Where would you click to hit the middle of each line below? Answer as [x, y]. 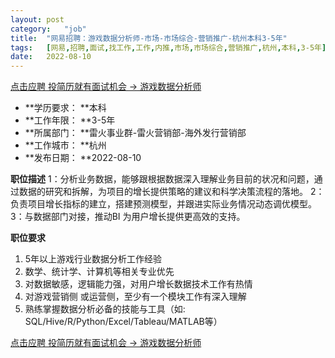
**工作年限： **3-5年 [70, 120]
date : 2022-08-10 [51, 57]
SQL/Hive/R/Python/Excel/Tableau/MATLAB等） [123, 322]
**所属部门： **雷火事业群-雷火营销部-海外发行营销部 [135, 133]
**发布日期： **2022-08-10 [83, 158]
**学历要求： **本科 [65, 108]
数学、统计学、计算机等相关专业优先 [99, 272]
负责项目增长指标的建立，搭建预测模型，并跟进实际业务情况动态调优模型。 [163, 204]
